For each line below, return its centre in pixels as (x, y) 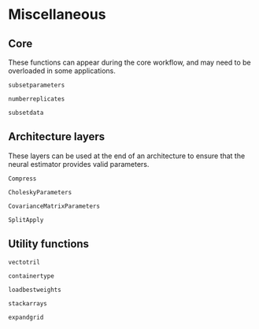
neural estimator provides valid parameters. (79, 164)
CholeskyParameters (40, 192)
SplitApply (26, 220)
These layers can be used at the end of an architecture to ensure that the (127, 156)
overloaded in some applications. (62, 71)
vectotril (24, 262)
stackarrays (28, 303)
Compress (22, 179)
